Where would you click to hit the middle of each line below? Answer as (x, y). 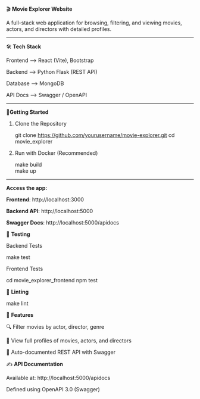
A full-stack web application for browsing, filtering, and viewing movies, (94, 23)
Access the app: (27, 188)
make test (18, 257)
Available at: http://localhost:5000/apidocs (58, 378)
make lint (17, 303)
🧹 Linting (18, 292)
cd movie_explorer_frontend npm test (52, 280)
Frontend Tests (25, 269)
